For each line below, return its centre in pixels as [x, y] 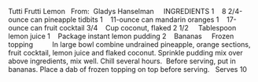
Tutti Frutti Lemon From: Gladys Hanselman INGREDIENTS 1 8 [117, 11]
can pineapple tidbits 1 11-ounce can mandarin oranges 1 [125, 20]
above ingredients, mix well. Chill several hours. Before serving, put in [122, 61]
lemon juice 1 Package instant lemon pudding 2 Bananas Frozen [121, 36]
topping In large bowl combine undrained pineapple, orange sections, [129, 45]
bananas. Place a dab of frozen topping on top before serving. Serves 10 [128, 69]
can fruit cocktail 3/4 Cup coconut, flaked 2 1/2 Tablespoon [133, 28]
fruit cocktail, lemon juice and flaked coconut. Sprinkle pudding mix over [125, 53]
